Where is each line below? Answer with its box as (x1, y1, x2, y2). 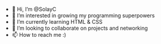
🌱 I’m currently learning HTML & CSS (11, 18, 103, 25)
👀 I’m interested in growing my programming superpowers (11, 12, 155, 19)
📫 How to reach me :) (11, 32, 67, 38)
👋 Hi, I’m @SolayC (11, 6, 57, 12)
